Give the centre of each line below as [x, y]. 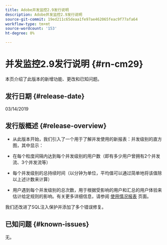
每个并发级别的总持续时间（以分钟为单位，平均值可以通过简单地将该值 [85, 173]
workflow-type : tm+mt [28, 24]
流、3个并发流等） [32, 162]
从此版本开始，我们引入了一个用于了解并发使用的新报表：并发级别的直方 [87, 139]
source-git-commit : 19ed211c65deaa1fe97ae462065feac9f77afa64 [71, 19]
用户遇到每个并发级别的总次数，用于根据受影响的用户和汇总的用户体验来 [87, 190]
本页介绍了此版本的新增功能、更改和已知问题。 [53, 79]
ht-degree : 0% [20, 33]
